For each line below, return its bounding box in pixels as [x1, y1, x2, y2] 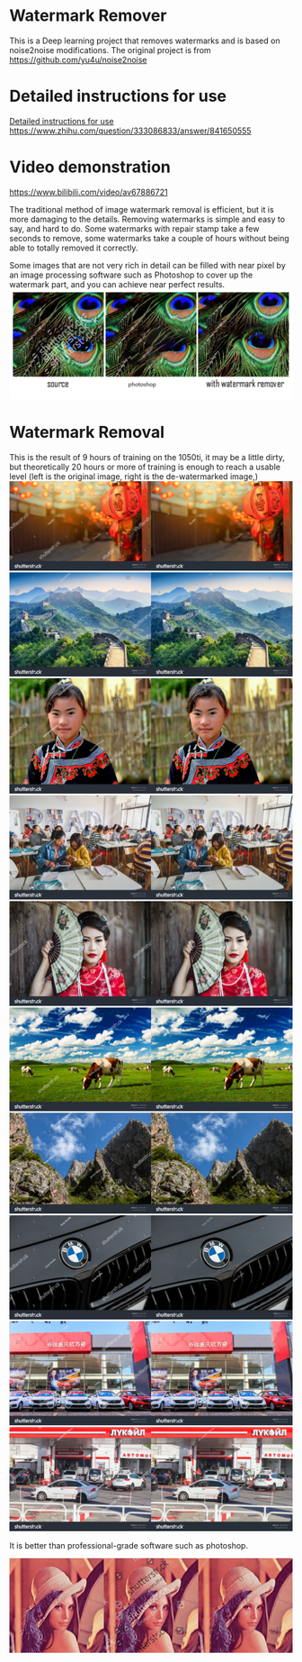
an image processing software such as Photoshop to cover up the [9, 269, 253, 280]
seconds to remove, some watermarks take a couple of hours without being [9, 232, 289, 243]
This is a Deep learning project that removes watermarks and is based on [9, 35, 280, 46]
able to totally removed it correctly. [9, 242, 138, 253]
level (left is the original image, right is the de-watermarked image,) [9, 471, 259, 482]
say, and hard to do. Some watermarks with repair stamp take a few [9, 223, 260, 234]
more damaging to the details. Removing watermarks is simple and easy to [9, 213, 286, 224]
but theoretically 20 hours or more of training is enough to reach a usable [9, 461, 281, 473]
